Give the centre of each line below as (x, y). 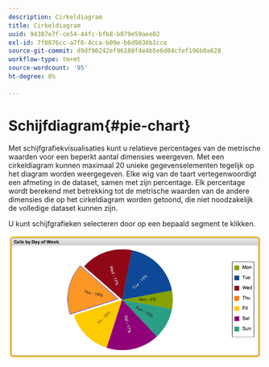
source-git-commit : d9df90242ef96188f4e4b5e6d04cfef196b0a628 (115, 51)
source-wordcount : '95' (48, 68)
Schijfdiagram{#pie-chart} (99, 126)
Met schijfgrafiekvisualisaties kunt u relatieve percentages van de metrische (134, 148)
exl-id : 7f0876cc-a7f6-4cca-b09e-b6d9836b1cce (88, 43)
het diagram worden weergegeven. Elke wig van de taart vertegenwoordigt (132, 174)
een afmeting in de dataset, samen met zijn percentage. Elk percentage (127, 182)
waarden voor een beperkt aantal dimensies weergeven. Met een (116, 156)
